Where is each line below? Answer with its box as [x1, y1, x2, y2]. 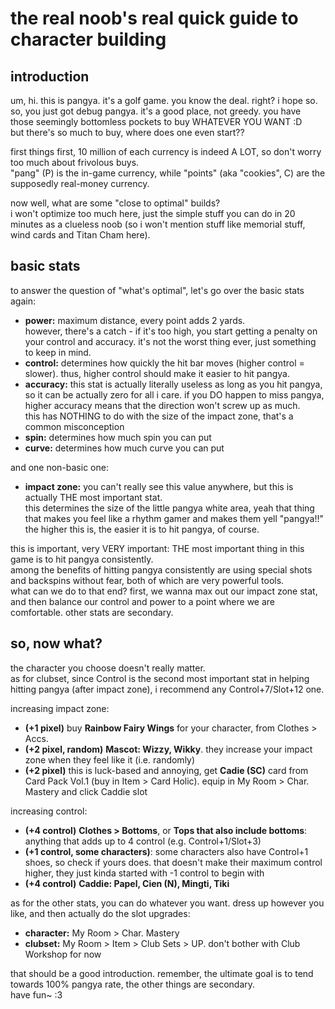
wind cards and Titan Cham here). [10, 229, 151, 241]
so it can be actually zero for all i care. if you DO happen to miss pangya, [24, 388, 325, 401]
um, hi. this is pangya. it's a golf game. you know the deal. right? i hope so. [10, 95, 318, 106]
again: [10, 295, 37, 307]
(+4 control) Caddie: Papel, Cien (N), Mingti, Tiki [24, 877, 230, 889]
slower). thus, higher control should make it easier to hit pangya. [24, 367, 290, 379]
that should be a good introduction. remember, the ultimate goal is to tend [10, 967, 314, 979]
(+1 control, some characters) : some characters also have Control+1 [24, 845, 309, 857]
